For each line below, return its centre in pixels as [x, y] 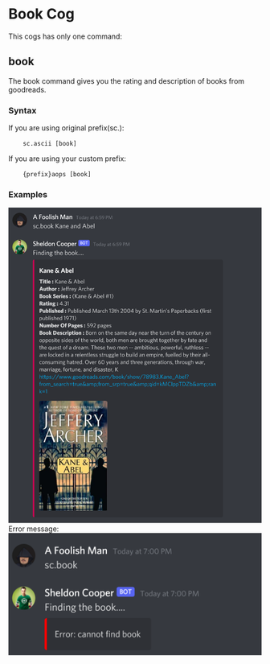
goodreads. [27, 89]
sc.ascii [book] [50, 144]
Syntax [22, 110]
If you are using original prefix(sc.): [66, 128]
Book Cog [41, 14]
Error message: [34, 529]
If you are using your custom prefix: [67, 159]
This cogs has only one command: [65, 36]
